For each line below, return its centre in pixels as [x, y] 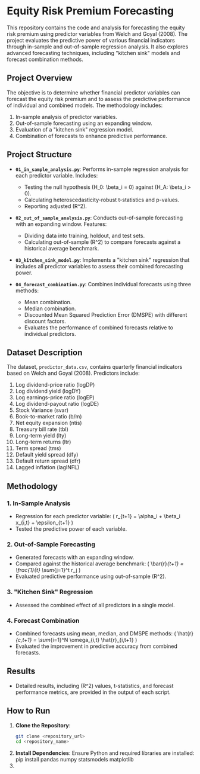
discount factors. [45, 321]
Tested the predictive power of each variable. [71, 529]
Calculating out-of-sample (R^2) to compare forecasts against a [102, 242]
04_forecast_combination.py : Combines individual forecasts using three [103, 284]
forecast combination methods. [45, 59]
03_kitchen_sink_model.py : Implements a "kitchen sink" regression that [102, 260]
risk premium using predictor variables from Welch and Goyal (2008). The [97, 33]
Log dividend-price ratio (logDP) [55, 385]
